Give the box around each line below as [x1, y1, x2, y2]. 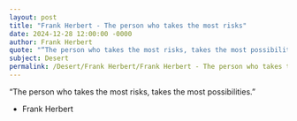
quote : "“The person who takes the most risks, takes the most [9, 46, 247, 55]
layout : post [9, 12, 57, 22]
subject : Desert [9, 54, 69, 63]
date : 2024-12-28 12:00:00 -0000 [9, 29, 133, 38]
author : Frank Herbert [9, 37, 93, 47]
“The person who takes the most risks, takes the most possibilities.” [9, 86, 256, 97]
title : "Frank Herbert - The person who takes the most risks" [9, 21, 247, 30]
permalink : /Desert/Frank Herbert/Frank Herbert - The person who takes [9, 63, 283, 72]
